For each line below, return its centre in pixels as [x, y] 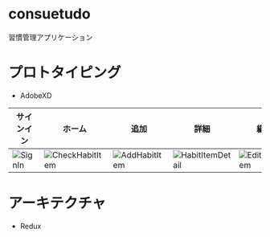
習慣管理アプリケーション [51, 37]
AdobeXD [36, 95]
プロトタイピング [65, 73]
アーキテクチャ [57, 204]
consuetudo [49, 14]
